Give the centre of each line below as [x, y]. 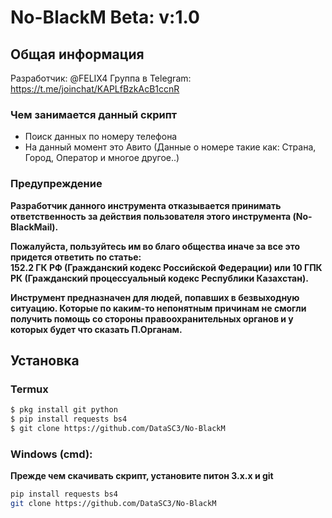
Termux [29, 389]
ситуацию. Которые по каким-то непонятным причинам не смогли [158, 308]
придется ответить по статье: [76, 257]
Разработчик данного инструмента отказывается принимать [146, 205]
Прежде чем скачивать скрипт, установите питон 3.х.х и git [142, 476]
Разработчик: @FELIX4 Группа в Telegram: [101, 78]
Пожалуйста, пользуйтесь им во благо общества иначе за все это [155, 246]
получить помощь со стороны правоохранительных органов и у [152, 318]
